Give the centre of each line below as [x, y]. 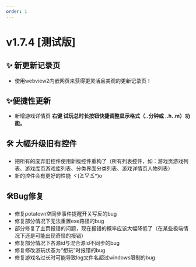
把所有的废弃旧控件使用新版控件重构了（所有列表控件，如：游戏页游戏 [99, 161]
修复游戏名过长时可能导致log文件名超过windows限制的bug [85, 258]
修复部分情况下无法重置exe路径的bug [59, 221]
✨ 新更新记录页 [33, 66]
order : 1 [17, 11]
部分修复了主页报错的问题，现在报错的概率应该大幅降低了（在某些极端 [99, 228]
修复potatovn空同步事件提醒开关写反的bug [66, 214]
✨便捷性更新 [29, 101]
